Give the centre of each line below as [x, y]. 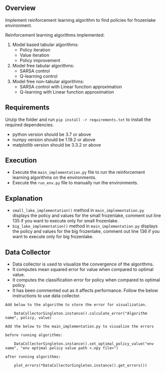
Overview [21, 8]
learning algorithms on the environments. [54, 177]
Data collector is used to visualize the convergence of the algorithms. [83, 264]
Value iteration [34, 55]
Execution [21, 160]
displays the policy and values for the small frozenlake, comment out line [86, 215]
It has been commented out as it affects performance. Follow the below [85, 291]
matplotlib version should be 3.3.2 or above [56, 145]
